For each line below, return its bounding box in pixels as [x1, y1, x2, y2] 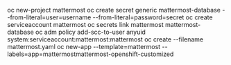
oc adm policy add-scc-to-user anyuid [35, 28, 146, 36]
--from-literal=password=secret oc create [92, 13, 213, 21]
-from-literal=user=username [7, 13, 92, 21]
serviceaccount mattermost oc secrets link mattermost [7, 21, 164, 28]
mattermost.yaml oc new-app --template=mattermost [7, 43, 161, 50]
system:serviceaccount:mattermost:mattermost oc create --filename [7, 35, 204, 44]
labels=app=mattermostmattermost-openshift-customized [7, 50, 174, 58]
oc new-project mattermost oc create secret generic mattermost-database [7, 6, 221, 14]
